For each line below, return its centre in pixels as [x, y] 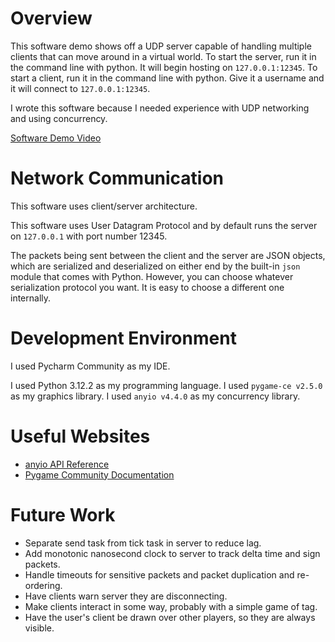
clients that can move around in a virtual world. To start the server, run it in [163, 56]
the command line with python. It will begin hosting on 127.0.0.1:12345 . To [164, 67]
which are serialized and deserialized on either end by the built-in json [155, 266]
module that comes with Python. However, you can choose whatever [152, 276]
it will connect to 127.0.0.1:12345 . [80, 88]
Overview [51, 18]
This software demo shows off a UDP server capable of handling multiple [161, 46]
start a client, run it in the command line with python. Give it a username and [167, 78]
